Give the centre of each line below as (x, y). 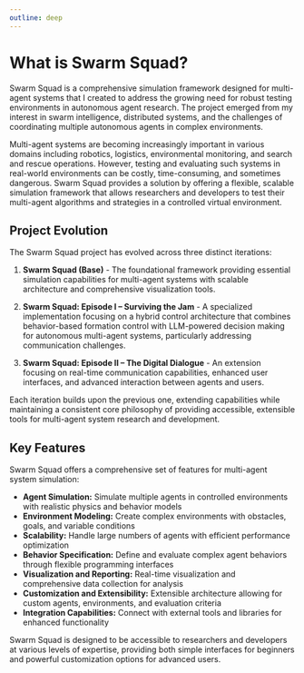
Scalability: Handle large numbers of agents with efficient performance (156, 536)
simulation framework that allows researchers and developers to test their (147, 193)
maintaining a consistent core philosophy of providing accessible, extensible (152, 410)
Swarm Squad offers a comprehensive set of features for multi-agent (138, 470)
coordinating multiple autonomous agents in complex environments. (136, 126)
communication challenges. (74, 345)
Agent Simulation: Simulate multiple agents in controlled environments (155, 497)
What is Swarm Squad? (99, 62)
